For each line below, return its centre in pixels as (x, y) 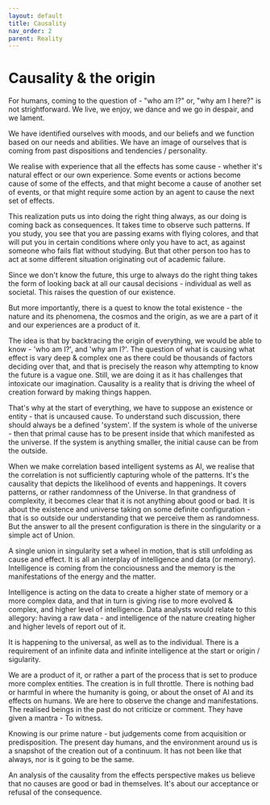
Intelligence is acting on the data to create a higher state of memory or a (128, 592)
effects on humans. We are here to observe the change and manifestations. (134, 701)
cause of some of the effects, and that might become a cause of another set (135, 183)
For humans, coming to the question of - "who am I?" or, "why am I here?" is (135, 101)
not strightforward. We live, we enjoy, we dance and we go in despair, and (131, 109)
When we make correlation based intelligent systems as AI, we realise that (132, 466)
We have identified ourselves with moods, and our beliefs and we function (131, 133)
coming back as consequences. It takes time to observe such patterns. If (129, 225)
